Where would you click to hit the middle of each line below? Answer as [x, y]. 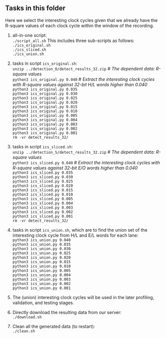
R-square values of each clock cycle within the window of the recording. [80, 25]
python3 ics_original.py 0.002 [45, 129]
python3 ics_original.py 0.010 [45, 111]
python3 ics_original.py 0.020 [45, 102]
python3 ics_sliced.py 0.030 [43, 177]
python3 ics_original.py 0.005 [45, 115]
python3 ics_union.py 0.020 [41, 257]
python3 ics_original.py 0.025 [45, 98]
